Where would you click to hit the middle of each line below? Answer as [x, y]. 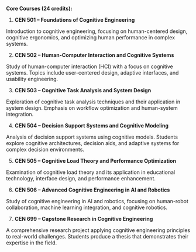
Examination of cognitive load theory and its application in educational [91, 172]
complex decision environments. [45, 149]
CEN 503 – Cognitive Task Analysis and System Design [83, 90]
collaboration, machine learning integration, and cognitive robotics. [87, 207]
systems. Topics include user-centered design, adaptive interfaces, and [92, 73]
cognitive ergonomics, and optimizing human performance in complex [91, 37]
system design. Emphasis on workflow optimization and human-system [92, 108]
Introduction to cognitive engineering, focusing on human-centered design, [97, 31]
